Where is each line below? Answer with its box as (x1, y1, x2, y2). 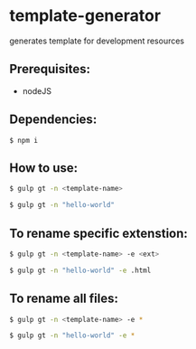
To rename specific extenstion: (9, 225, 188, 241)
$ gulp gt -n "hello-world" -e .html (9, 266, 152, 275)
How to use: (9, 160, 79, 175)
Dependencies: (9, 112, 98, 127)
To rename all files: (9, 291, 119, 307)
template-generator (9, 5, 161, 26)
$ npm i (9, 136, 39, 145)
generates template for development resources (9, 35, 185, 46)
